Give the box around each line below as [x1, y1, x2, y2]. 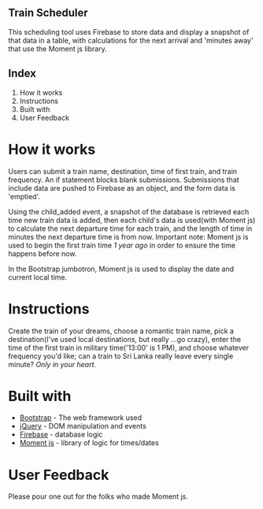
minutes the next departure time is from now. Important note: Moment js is [8, 232, 249, 241]
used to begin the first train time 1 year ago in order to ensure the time [8, 240, 236, 250]
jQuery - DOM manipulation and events [19, 422, 147, 431]
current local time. [8, 272, 68, 282]
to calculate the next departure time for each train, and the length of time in [8, 224, 253, 233]
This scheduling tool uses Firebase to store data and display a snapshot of [8, 27, 250, 36]
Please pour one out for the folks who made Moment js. [8, 492, 189, 501]
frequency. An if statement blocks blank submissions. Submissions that [8, 175, 239, 184]
